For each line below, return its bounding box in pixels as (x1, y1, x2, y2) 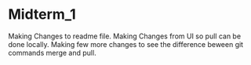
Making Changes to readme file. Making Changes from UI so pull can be (8, 31, 242, 41)
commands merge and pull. (8, 48, 96, 57)
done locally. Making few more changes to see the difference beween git (8, 39, 244, 49)
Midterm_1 (8, 5, 76, 23)
